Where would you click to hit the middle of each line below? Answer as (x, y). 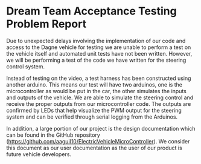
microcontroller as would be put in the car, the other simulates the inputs (97, 91)
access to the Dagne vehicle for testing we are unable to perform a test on (99, 47)
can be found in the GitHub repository (53, 135)
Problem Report (46, 24)
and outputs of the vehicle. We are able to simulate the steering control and (100, 97)
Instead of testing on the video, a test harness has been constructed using (99, 78)
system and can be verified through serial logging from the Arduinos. (92, 117)
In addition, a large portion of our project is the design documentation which (101, 128)
